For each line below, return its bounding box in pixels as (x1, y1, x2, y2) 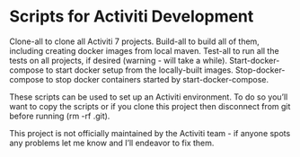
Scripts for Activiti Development (9, 6, 254, 27)
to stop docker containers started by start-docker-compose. (46, 74, 269, 84)
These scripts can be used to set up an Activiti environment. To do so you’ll (9, 92, 288, 102)
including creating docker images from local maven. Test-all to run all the (9, 45, 280, 56)
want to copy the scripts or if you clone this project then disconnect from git (9, 100, 291, 111)
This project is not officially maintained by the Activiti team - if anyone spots (9, 127, 291, 138)
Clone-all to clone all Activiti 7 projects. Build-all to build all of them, (9, 36, 260, 47)
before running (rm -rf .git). (9, 110, 110, 121)
